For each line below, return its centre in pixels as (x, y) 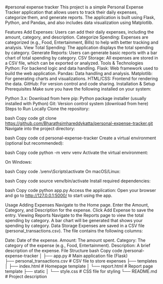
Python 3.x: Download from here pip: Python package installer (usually (76, 98)
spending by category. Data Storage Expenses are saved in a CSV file (75, 226)
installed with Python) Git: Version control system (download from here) (77, 104)
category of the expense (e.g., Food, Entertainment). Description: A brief (78, 245)
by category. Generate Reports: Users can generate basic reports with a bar (81, 53)
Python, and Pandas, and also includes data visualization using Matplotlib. (79, 22)
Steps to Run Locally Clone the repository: (47, 109)
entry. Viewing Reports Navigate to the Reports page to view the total (74, 215)
